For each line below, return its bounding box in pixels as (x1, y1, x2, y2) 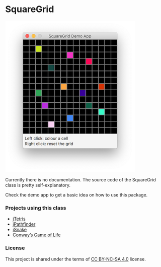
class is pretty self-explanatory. (5, 182, 70, 188)
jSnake (12, 227, 27, 233)
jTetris (12, 216, 26, 222)
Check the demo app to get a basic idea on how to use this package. (5, 191, 148, 197)
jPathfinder (12, 221, 36, 227)
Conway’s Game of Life (12, 232, 61, 238)
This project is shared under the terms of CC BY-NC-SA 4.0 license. (5, 256, 146, 262)
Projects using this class (5, 204, 66, 211)
